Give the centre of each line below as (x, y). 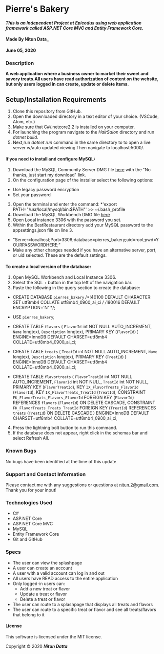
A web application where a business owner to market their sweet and (77, 74)
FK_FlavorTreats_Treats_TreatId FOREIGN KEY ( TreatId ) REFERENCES (84, 408)
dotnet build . (25, 137)
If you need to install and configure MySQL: (51, 159)
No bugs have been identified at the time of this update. (61, 461)
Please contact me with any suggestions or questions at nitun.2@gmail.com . (82, 485)
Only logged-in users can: (39, 584)
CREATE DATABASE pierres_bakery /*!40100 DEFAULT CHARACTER (82, 297)
